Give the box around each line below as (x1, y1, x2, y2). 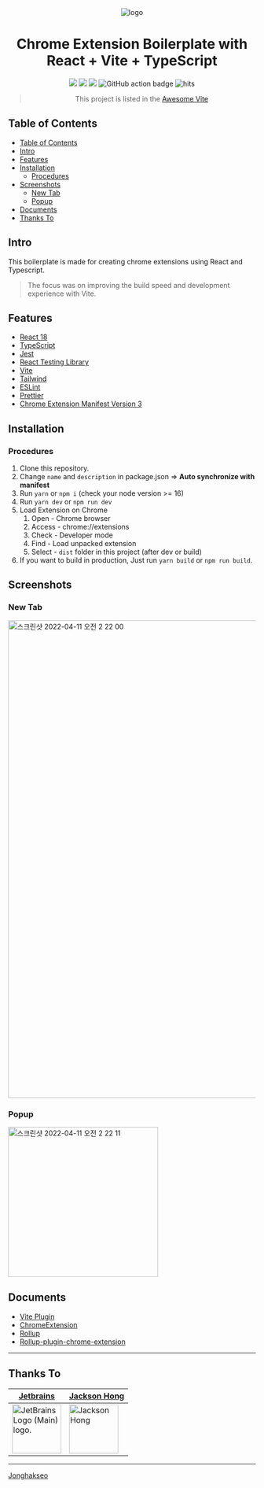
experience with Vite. (27, 289, 97, 298)
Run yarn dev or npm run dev (19, 497, 112, 507)
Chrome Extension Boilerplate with (16, 35, 248, 54)
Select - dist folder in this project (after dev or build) (31, 547, 203, 557)
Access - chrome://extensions (31, 522, 130, 532)
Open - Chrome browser (31, 514, 111, 523)
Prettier (19, 391, 44, 401)
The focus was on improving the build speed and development (27, 280, 230, 290)
